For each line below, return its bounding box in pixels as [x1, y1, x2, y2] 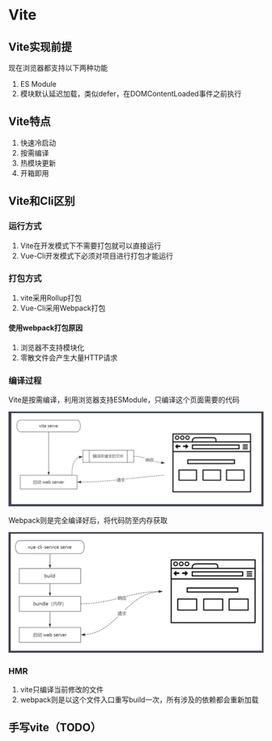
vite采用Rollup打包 [19, 293, 83, 302]
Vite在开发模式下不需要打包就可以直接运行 [19, 241, 162, 251]
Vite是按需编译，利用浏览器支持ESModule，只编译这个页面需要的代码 [8, 395, 240, 405]
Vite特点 [8, 115, 51, 129]
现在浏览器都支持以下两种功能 [8, 63, 108, 72]
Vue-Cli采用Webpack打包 [19, 302, 106, 313]
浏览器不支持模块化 [19, 343, 85, 352]
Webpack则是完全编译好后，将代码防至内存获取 [8, 516, 168, 525]
